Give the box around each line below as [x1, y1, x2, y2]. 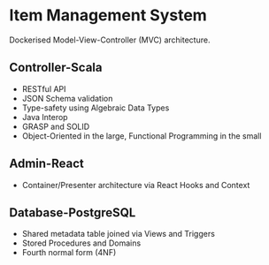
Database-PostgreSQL [9, 205, 136, 220]
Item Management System [9, 5, 208, 26]
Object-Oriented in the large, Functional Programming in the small [21, 130, 262, 141]
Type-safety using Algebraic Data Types [21, 102, 170, 113]
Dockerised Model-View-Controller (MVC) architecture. [9, 34, 211, 45]
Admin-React [9, 156, 84, 171]
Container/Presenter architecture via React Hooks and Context [21, 179, 250, 190]
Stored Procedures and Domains [21, 238, 142, 248]
